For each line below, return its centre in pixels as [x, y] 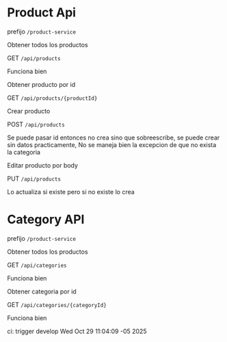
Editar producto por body [43, 165]
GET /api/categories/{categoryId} [57, 304]
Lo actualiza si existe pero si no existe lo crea [71, 192]
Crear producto [29, 111]
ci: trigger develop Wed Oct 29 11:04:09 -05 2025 [77, 331]
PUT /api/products [34, 179]
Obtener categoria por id [42, 291]
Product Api [42, 13]
